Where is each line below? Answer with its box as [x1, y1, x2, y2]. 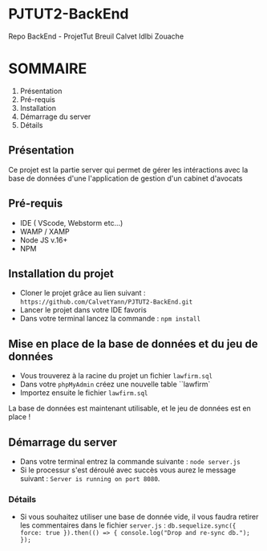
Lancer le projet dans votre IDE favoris [19, 305, 147, 315]
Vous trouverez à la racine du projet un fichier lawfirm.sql [19, 371, 213, 381]
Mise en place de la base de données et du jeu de [8, 337, 258, 350]
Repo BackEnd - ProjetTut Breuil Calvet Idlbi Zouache [8, 31, 184, 41]
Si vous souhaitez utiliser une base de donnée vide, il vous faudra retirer [19, 512, 259, 522]
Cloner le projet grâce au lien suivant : [19, 288, 146, 298]
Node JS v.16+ [19, 235, 68, 245]
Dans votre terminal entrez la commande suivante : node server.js [19, 456, 241, 466]
